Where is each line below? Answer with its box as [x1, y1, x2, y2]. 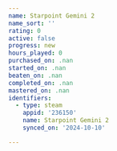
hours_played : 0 [8, 49, 63, 57]
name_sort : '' [8, 19, 56, 27]
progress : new [8, 42, 56, 50]
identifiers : [8, 94, 52, 102]
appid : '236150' [22, 109, 78, 117]
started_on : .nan [8, 64, 67, 72]
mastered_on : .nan [8, 86, 70, 95]
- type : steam [15, 101, 63, 109]
